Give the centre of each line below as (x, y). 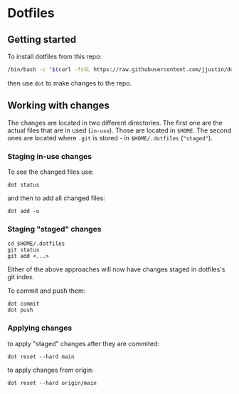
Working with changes (59, 106)
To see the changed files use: (51, 172)
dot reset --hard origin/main (52, 383)
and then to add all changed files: (56, 198)
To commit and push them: (47, 291)
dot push (20, 310)
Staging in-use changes (50, 156)
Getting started (42, 40)
